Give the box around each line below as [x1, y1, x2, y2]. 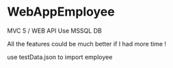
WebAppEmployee [7, 4, 115, 20]
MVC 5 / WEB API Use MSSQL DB [7, 27, 103, 35]
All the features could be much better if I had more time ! [7, 39, 166, 48]
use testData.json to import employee [7, 52, 113, 61]
